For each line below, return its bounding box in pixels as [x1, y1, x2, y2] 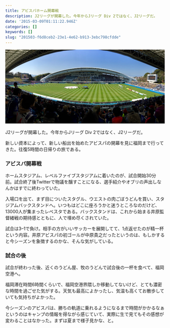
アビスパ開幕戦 [5, 160, 42, 167]
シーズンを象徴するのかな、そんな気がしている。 [14, 238, 116, 245]
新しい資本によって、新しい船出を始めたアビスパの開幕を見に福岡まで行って [5, 139, 164, 146]
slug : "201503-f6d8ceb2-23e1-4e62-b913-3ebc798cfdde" [5, 35, 121, 40]
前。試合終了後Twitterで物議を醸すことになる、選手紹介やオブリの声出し [5, 179, 157, 185]
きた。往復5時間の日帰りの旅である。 [5, 146, 83, 152]
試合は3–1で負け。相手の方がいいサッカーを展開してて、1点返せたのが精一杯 [5, 225, 164, 232]
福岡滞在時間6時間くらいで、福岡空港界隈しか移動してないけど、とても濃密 [5, 282, 162, 288]
